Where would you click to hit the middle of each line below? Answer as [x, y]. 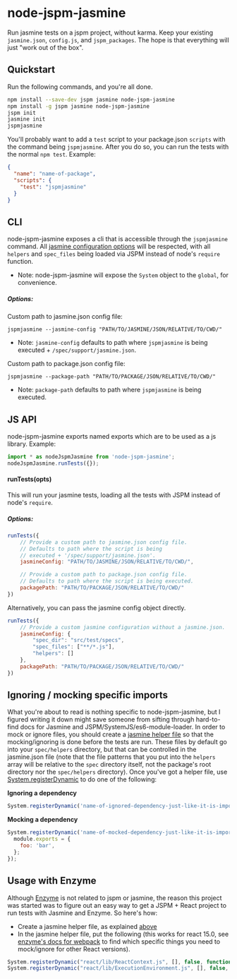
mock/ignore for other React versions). [74, 949]
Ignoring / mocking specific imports [87, 695]
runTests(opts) [30, 479]
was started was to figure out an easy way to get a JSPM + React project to [117, 905]
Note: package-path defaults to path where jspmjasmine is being [109, 390]
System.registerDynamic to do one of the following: [82, 779]
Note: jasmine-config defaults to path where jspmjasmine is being [113, 343]
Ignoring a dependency [42, 793]
